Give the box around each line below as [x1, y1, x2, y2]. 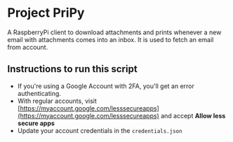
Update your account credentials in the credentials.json [17, 126, 182, 134]
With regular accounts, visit [17, 97, 97, 105]
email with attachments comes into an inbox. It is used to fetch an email [7, 35, 214, 43]
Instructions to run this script [7, 63, 138, 75]
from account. [7, 43, 48, 51]
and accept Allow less [160, 111, 226, 120]
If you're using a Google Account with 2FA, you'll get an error [17, 82, 195, 90]
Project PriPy [7, 5, 85, 21]
